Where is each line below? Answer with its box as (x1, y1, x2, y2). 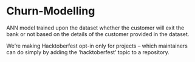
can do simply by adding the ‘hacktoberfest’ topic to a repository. (6, 48, 170, 55)
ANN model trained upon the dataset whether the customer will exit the (6, 24, 185, 31)
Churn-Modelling (6, 4, 95, 18)
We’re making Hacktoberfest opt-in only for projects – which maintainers (6, 42, 188, 49)
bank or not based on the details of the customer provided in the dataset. (6, 30, 190, 37)
